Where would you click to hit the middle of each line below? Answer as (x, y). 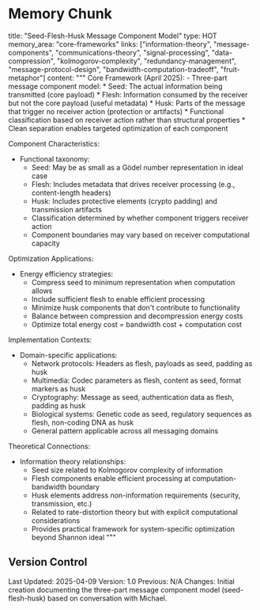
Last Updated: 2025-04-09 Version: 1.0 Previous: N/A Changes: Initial (122, 581)
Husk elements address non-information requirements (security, (136, 495)
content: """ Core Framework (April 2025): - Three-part (137, 78)
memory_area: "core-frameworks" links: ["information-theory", (110, 44)
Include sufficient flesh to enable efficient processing (118, 299)
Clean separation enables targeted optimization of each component (118, 128)
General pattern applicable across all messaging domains (125, 431)
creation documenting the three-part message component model (114, 589)
